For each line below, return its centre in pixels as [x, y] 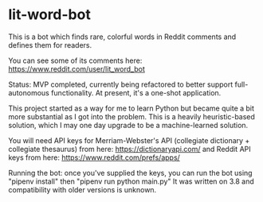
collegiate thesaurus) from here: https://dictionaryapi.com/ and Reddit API [130, 149]
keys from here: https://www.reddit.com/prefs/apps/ [94, 157]
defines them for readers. [50, 45]
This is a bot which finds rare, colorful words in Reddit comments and [122, 37]
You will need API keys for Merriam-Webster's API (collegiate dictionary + [129, 140]
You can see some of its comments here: [75, 60]
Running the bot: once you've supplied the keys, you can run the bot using [130, 173]
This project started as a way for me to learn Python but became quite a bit [131, 108]
